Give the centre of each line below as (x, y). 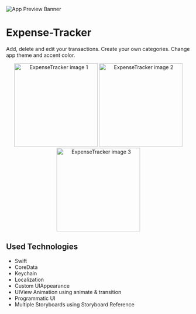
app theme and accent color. (41, 55)
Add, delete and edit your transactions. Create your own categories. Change (98, 49)
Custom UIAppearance (42, 286)
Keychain (25, 273)
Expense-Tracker (49, 33)
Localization (29, 279)
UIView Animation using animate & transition (68, 292)
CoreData (26, 267)
